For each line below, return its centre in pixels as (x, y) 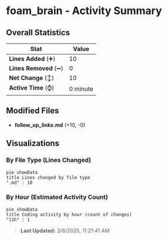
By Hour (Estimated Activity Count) (57, 197)
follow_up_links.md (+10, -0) (50, 125)
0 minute (81, 89)
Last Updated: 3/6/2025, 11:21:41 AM (65, 231)
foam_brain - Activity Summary (84, 11)
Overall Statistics (38, 33)
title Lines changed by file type (48, 177)
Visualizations (33, 143)
